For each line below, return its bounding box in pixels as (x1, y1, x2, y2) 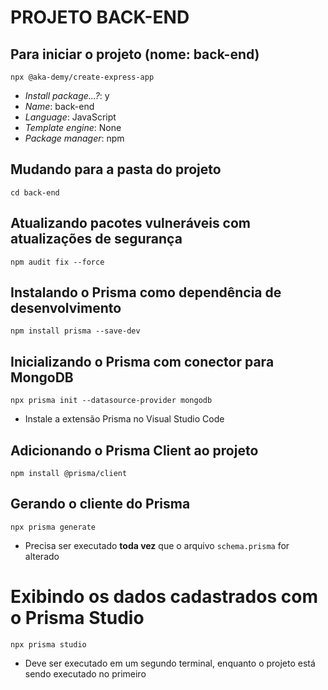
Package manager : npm (24, 132, 125, 144)
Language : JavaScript (24, 111, 117, 123)
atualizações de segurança (10, 231, 183, 248)
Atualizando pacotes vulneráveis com (10, 215, 252, 232)
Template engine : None (24, 122, 122, 133)
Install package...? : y (24, 90, 110, 101)
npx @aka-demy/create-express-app (10, 72, 155, 82)
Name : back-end (24, 101, 95, 112)
